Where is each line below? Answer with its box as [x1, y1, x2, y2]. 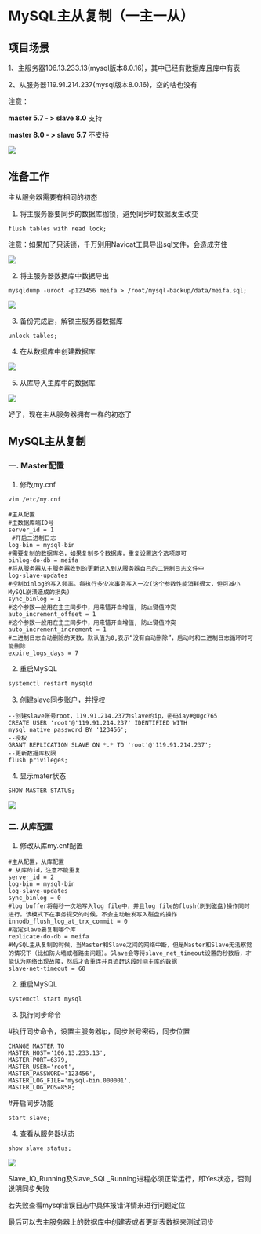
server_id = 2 [8, 873, 55, 881]
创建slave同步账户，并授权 [19, 695, 106, 704]
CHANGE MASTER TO [8, 1042, 65, 1050]
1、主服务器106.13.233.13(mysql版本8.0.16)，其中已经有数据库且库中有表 [8, 64, 241, 72]
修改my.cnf [19, 479, 56, 489]
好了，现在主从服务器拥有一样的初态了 [8, 409, 132, 419]
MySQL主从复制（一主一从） [8, 7, 194, 25]
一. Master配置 [8, 461, 65, 472]
